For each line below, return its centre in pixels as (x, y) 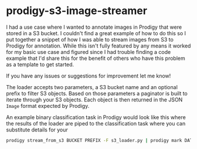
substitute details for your (37, 130)
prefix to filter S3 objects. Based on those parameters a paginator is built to (97, 93)
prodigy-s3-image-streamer (77, 11)
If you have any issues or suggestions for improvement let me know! (89, 76)
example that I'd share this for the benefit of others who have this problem (96, 58)
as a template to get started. (40, 64)
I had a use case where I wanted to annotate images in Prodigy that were (94, 27)
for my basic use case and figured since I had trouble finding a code (89, 52)
